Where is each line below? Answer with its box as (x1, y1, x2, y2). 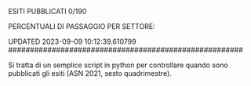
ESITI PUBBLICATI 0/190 (8, 7, 87, 16)
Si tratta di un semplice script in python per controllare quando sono (8, 60, 229, 70)
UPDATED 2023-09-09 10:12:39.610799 (8, 37, 136, 46)
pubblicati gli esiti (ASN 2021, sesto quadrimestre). (8, 69, 173, 77)
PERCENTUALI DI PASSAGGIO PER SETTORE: (8, 22, 155, 30)
